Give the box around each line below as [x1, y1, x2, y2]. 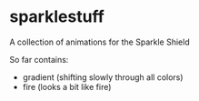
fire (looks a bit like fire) [22, 81, 112, 92]
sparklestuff [9, 6, 104, 27]
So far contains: [9, 54, 69, 65]
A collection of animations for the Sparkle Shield [9, 36, 190, 47]
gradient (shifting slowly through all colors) [22, 71, 184, 83]
